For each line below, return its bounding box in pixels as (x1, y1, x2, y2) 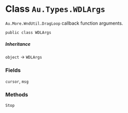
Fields (5, 66, 21, 73)
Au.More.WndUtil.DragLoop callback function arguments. (5, 20, 123, 26)
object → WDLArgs (5, 53, 42, 60)
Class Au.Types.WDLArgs (5, 3, 105, 15)
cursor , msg (5, 78, 29, 85)
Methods (5, 91, 28, 98)
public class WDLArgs (5, 30, 52, 35)
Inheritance (5, 41, 31, 47)
